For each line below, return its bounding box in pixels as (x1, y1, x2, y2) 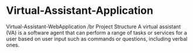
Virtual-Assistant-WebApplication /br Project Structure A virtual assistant (6, 23, 181, 30)
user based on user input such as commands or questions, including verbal (6, 35, 188, 42)
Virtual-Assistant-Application (6, 4, 154, 17)
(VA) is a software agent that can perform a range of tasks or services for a (6, 29, 187, 36)
